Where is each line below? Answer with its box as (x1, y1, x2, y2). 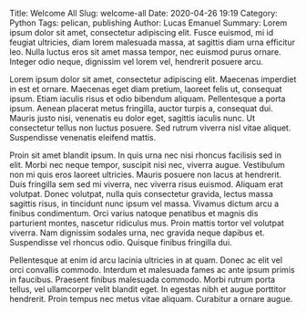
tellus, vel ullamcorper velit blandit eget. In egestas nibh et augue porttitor (9, 284, 287, 295)
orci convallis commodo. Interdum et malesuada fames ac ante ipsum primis (9, 265, 295, 275)
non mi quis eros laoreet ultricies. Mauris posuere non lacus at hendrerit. (9, 169, 282, 180)
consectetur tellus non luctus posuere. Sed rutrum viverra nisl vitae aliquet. (9, 122, 291, 133)
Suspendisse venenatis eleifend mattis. (9, 132, 157, 142)
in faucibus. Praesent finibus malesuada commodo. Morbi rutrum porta (9, 274, 276, 285)
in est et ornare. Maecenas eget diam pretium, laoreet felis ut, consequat (9, 84, 282, 94)
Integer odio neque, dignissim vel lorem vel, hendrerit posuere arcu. (9, 57, 264, 67)
